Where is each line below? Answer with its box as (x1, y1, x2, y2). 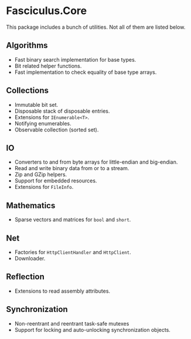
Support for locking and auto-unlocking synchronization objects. (14, 326, 171, 333)
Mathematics (6, 201, 56, 211)
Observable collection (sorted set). (14, 126, 99, 133)
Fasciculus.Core (6, 4, 87, 18)
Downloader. (14, 255, 46, 262)
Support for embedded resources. (14, 177, 97, 184)
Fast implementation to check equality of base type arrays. (14, 69, 157, 76)
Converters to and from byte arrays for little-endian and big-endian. (14, 158, 178, 165)
